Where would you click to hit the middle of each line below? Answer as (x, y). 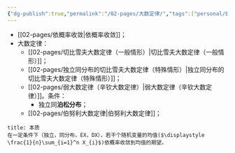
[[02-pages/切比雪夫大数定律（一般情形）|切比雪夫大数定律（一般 (123, 52)
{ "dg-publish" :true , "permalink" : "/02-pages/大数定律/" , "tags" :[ (101, 14)
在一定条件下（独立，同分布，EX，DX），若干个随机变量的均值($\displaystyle (106, 135)
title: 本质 (23, 127)
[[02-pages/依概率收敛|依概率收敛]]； (72, 34)
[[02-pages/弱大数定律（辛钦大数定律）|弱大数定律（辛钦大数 (117, 87)
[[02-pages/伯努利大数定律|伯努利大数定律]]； (95, 113)
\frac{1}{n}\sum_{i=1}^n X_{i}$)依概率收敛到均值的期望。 (87, 143)
